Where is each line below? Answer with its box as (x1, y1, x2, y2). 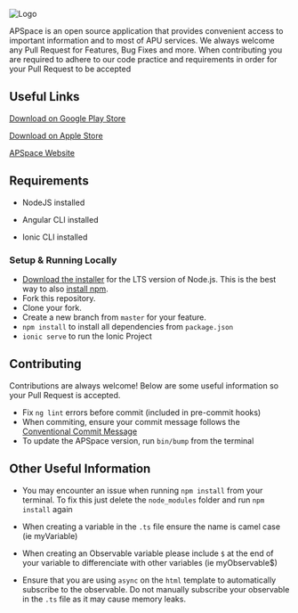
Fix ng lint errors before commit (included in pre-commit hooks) (21, 406, 262, 418)
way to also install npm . (21, 283, 109, 294)
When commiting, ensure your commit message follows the (21, 416, 240, 427)
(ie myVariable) (21, 530, 78, 541)
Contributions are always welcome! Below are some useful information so (9, 380, 278, 391)
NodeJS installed (21, 197, 85, 208)
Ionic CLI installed (21, 232, 88, 242)
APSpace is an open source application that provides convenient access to (9, 26, 284, 36)
